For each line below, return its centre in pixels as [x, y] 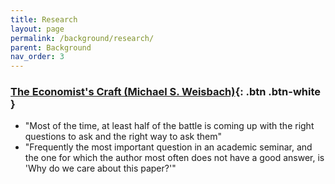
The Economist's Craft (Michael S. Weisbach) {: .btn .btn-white [166, 92]
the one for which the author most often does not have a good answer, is [174, 158]
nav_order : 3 [37, 57]
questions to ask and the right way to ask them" [123, 137]
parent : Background [51, 47]
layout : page [37, 29]
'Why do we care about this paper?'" [100, 168]
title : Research [44, 19]
